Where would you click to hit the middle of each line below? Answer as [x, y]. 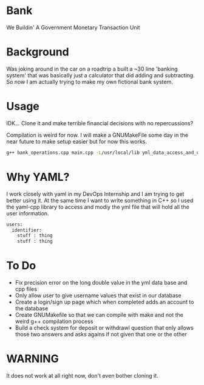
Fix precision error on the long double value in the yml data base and [101, 283]
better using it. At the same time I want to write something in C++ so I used [100, 200]
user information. [28, 213]
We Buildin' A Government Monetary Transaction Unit [73, 27]
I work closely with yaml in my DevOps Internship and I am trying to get [95, 194]
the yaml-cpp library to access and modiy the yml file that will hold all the [98, 207]
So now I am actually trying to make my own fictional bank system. [90, 82]
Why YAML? [38, 177]
